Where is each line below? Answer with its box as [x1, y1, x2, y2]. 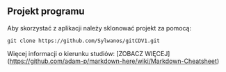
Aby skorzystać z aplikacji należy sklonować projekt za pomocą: [7, 24, 192, 32]
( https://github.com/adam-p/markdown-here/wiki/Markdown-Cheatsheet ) [7, 57, 220, 65]
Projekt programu [7, 6, 85, 17]
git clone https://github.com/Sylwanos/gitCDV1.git [7, 37, 160, 44]
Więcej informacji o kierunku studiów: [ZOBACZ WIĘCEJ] [7, 49, 170, 57]
